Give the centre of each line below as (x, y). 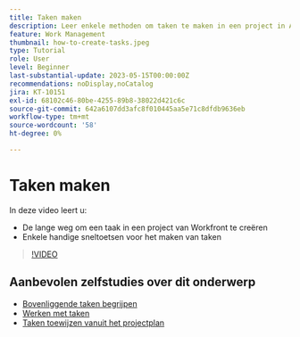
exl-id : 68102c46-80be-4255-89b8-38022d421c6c (97, 100)
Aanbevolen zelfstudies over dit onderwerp (133, 282)
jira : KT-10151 (37, 92)
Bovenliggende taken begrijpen (79, 303)
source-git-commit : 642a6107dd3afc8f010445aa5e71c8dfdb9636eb (127, 109)
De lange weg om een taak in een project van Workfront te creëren (145, 227)
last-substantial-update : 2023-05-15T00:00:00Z (100, 76)
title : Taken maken (46, 17)
